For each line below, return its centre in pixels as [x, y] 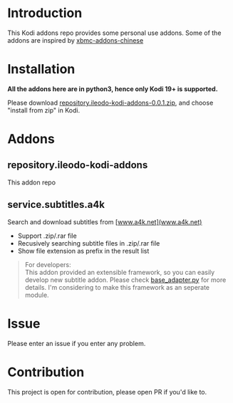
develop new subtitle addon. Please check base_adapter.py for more [125, 280]
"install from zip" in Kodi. [44, 110]
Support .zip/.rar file [47, 236]
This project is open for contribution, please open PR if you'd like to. [107, 392]
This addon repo [31, 182]
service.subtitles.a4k [56, 205]
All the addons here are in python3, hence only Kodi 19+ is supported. [113, 89]
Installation [41, 69]
